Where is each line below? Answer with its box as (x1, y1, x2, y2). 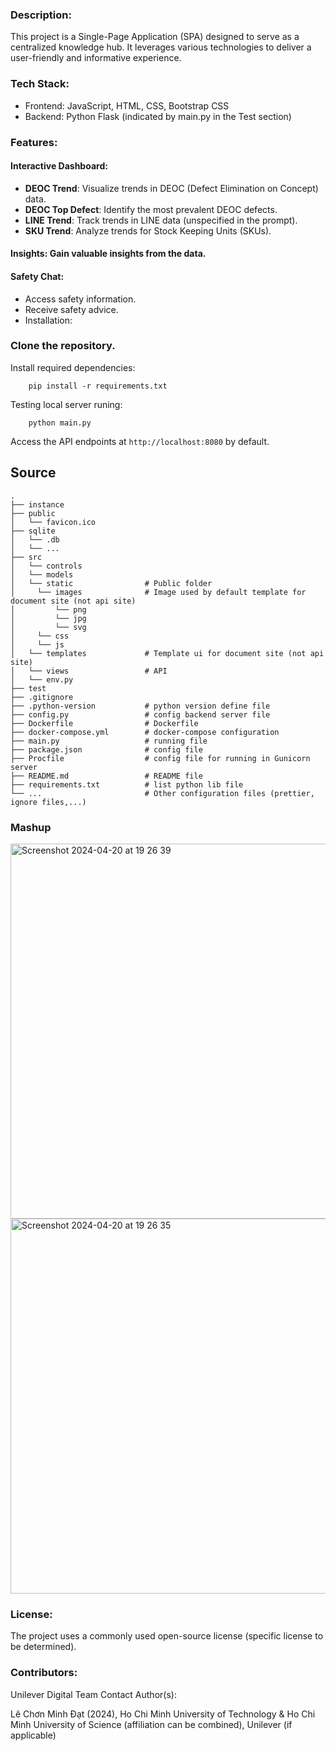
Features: (10, 135, 58, 149)
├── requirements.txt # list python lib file (10, 779, 244, 790)
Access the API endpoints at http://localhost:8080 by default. (10, 435, 270, 447)
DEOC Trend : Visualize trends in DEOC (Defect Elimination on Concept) (24, 182, 319, 194)
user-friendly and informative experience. (10, 52, 182, 64)
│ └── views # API (10, 666, 168, 676)
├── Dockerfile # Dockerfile (10, 718, 199, 728)
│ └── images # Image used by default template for (10, 587, 307, 597)
